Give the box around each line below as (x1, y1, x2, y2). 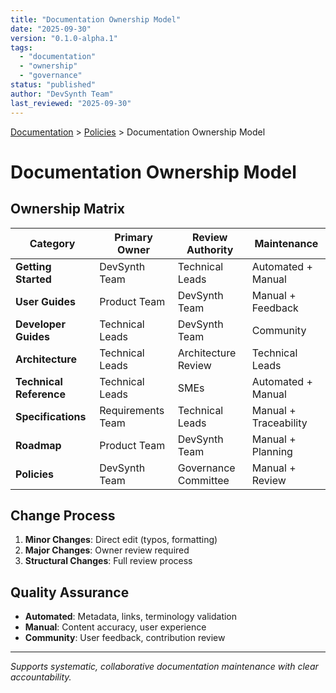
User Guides (15, 294, 76, 308)
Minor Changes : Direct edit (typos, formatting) (24, 534, 218, 546)
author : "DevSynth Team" (10, 89, 114, 99)
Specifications (15, 409, 87, 423)
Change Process (10, 507, 116, 524)
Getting (15, 259, 52, 273)
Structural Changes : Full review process (24, 555, 193, 567)
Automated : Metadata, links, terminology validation (24, 611, 238, 623)
